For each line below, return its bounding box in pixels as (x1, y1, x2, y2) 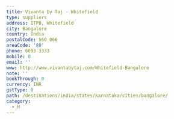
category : (6, 98, 31, 104)
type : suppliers (6, 14, 47, 20)
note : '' (6, 70, 28, 76)
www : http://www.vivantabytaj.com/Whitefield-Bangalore (6, 64, 149, 71)
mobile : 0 (6, 53, 31, 59)
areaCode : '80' (6, 43, 45, 49)
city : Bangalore (6, 25, 47, 32)
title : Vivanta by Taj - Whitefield (6, 8, 98, 15)
